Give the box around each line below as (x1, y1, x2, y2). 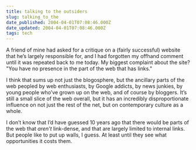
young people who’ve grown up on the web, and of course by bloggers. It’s (6, 89, 187, 96)
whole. (6, 108, 22, 115)
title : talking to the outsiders (6, 8, 88, 15)
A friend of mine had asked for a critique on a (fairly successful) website (6, 46, 181, 53)
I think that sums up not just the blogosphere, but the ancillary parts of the (6, 77, 185, 84)
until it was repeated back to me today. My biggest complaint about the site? (6, 59, 190, 66)
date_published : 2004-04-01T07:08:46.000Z (6, 19, 111, 25)
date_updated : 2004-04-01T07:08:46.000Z (6, 25, 106, 31)
